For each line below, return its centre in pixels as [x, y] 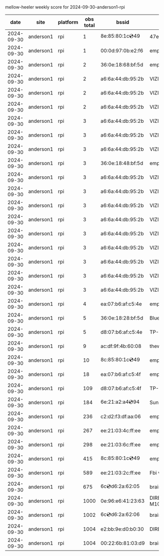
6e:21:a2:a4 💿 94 [120, 402]
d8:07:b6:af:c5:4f [121, 388]
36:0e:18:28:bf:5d [122, 318]
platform [68, 22]
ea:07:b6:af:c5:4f [121, 374]
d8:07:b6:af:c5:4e [121, 332]
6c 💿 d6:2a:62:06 [120, 514]
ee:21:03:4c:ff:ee [120, 430]
